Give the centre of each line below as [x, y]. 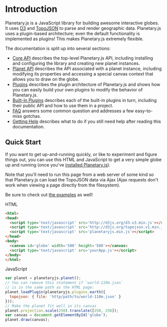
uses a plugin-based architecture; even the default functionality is [73, 33]
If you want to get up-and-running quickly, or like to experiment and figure [81, 154]
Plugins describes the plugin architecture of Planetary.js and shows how [86, 84]
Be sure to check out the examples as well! [49, 194]
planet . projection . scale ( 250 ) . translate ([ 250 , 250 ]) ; [62, 311]
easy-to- [144, 111]
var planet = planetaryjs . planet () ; [43, 278]
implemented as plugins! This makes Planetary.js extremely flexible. [75, 39]
